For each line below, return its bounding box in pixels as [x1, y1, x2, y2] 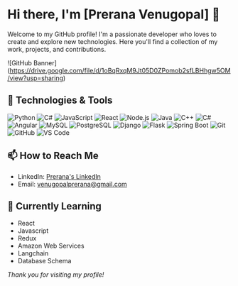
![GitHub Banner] [7, 58, 57, 67]
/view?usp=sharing [7, 74, 64, 82]
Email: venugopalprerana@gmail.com [17, 180, 128, 188]
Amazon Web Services [17, 241, 85, 251]
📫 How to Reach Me [7, 150, 99, 162]
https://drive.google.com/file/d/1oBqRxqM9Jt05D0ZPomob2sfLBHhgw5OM [9, 66, 231, 75]
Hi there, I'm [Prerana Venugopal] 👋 [7, 6, 220, 23]
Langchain [17, 249, 49, 258]
